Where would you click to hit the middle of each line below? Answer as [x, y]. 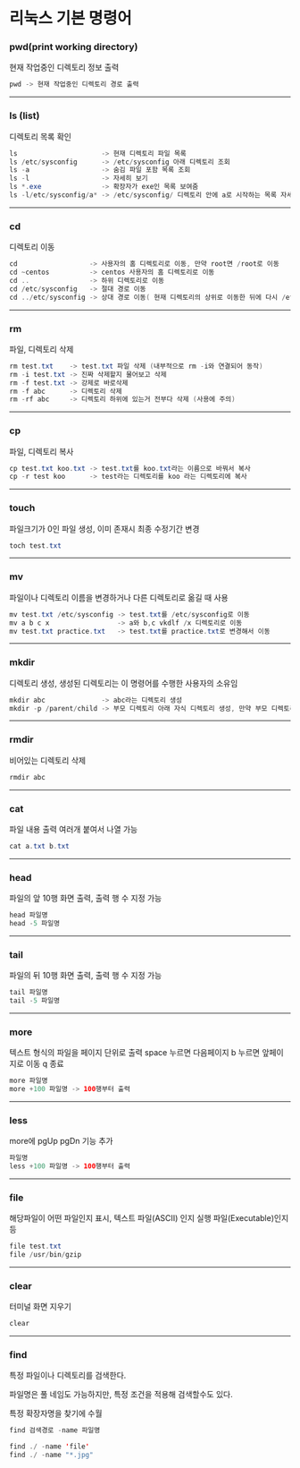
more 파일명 [29, 1081]
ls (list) [25, 115]
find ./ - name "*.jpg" [51, 1455]
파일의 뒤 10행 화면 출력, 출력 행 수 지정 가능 [86, 976]
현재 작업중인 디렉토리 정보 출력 [64, 67]
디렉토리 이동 [32, 247]
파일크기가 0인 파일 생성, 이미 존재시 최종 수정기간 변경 [104, 528]
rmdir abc [28, 777]
